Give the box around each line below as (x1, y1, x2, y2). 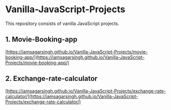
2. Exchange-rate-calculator (5, 74, 98, 83)
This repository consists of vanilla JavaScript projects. (5, 20, 119, 26)
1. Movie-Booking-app (5, 35, 78, 44)
